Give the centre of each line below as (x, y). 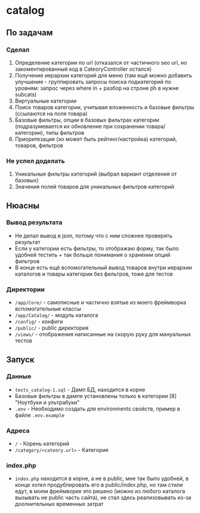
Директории (25, 289)
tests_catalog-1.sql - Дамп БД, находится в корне (80, 390)
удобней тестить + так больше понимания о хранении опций (93, 255)
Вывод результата (34, 222)
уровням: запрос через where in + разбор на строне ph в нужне (97, 88)
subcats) (26, 94)
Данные (19, 376)
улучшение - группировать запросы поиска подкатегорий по (93, 82)
